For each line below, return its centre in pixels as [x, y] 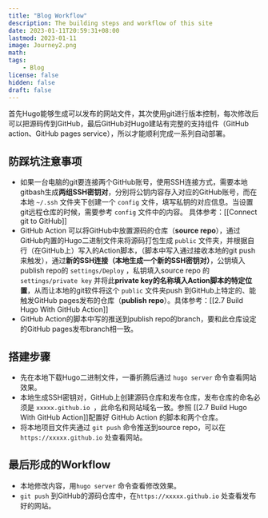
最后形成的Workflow [60, 465]
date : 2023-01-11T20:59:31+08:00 [64, 30]
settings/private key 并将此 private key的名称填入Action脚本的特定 [132, 281]
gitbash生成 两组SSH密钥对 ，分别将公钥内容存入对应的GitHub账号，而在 [138, 192]
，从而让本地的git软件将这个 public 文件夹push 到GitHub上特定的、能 [142, 291]
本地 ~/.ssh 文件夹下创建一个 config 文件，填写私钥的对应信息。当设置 [136, 202]
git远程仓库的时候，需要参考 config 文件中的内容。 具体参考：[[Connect [138, 212]
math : [17, 53]
